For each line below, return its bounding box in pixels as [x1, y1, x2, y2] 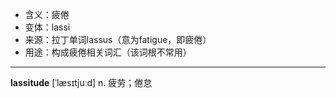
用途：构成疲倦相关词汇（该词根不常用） [24, 46, 192, 58]
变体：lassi [24, 21, 71, 33]
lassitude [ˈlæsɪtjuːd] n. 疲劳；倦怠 [10, 77, 153, 88]
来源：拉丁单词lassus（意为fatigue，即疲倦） [24, 34, 212, 45]
